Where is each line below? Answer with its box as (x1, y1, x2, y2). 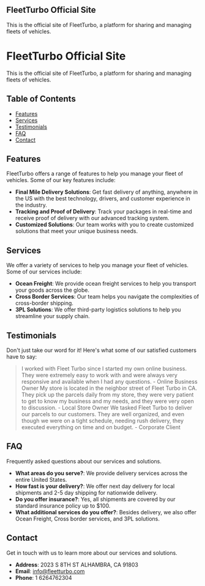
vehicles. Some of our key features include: (6, 177, 116, 184)
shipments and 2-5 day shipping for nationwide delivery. (15, 489, 158, 496)
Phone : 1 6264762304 (15, 574, 72, 581)
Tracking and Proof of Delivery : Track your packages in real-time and (15, 208, 193, 215)
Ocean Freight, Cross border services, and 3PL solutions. (15, 515, 160, 522)
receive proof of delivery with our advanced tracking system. (15, 215, 170, 222)
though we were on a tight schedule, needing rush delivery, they (21, 417, 184, 424)
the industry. (15, 202, 48, 209)
